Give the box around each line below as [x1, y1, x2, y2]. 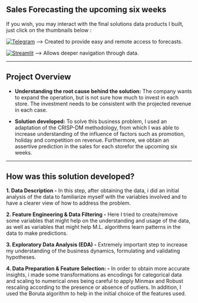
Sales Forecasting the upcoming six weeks [6, 5, 167, 15]
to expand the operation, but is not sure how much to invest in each [14, 94, 179, 101]
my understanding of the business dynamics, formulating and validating [6, 247, 180, 255]
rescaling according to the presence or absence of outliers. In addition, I [6, 284, 181, 291]
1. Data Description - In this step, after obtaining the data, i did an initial [6, 187, 180, 194]
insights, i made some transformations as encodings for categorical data [6, 271, 182, 278]
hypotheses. [6, 254, 37, 261]
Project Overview [6, 72, 71, 82]
